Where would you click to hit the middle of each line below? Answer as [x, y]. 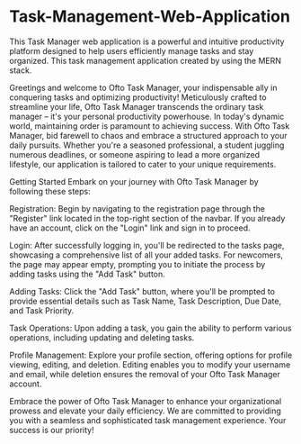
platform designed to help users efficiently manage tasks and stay [132, 50]
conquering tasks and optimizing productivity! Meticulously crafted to [138, 97]
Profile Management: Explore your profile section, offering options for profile [151, 355]
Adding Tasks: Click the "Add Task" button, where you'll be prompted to [142, 291]
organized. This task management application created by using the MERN [145, 60]
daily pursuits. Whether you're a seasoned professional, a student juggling [147, 145]
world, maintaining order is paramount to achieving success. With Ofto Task [150, 126]
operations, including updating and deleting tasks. [102, 337]
